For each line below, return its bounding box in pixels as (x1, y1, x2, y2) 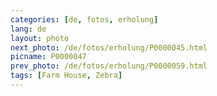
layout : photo (10, 33, 70, 43)
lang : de (10, 24, 47, 34)
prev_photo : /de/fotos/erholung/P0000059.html (10, 61, 208, 71)
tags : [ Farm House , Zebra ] (10, 71, 123, 81)
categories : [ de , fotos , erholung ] (10, 14, 159, 25)
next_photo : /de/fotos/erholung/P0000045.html (10, 42, 208, 53)
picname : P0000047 (10, 52, 87, 62)
